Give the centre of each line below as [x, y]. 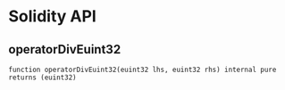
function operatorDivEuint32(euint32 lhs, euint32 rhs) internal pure [142, 70]
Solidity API [53, 16]
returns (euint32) [42, 78]
